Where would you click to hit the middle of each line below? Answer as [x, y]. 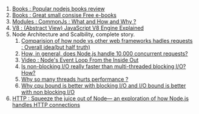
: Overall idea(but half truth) [56, 47]
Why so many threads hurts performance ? [75, 79]
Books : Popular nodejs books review [58, 9]
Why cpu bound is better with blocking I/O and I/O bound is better [103, 86]
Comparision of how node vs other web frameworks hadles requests [107, 41]
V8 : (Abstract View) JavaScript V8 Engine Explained [78, 28]
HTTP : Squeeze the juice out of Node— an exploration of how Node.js [100, 98]
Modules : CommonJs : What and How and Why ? [74, 21]
